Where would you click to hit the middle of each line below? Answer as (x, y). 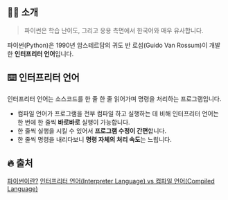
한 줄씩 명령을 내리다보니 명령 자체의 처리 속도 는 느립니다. (94, 139)
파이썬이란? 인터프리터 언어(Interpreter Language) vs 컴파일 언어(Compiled (111, 181)
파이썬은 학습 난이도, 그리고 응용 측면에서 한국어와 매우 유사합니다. (114, 30)
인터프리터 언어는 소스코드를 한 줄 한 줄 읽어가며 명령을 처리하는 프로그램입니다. (114, 98)
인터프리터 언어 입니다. (44, 53)
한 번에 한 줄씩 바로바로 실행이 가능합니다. (73, 122)
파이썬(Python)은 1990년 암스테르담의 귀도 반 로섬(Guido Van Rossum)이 (107, 45)
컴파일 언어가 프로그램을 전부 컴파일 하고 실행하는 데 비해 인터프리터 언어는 (118, 113)
